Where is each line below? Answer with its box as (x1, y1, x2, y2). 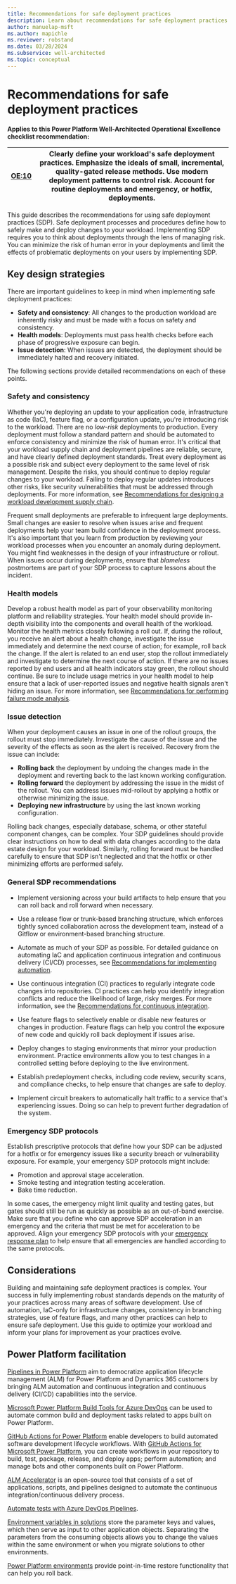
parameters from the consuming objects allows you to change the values (7, 1533, 218, 1541)
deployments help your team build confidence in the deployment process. (7, 526, 221, 534)
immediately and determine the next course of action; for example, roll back (7, 642, 227, 650)
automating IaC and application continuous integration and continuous (17, 950, 221, 959)
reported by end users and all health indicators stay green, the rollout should (7, 665, 229, 673)
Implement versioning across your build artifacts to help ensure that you (17, 893, 226, 902)
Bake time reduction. (17, 1186, 78, 1194)
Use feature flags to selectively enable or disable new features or (17, 1015, 206, 1024)
